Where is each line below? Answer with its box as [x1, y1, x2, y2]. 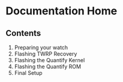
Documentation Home [5, 4, 118, 18]
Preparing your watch [14, 44, 68, 51]
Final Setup [14, 69, 43, 76]
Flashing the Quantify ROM [14, 63, 82, 70]
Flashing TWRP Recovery [14, 50, 77, 57]
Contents [5, 28, 41, 38]
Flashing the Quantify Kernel [14, 57, 85, 63]
